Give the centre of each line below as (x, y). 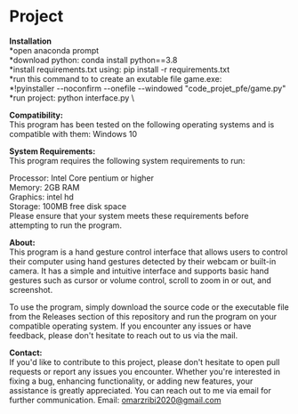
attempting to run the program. (66, 225)
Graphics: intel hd (41, 197)
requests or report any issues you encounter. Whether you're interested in (145, 371)
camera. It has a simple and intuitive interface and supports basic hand (139, 271)
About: (22, 242)
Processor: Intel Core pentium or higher (81, 178)
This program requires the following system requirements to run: (127, 160)
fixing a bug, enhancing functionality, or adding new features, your (131, 381)
